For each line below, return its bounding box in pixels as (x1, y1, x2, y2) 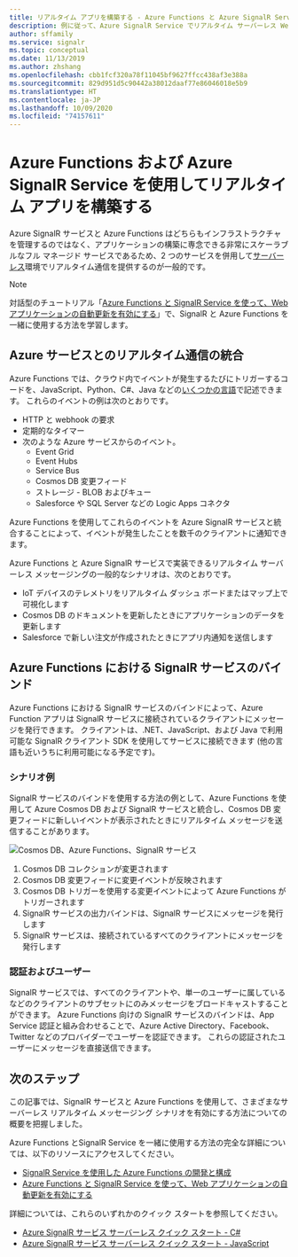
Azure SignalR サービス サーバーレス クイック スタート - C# (21, 1227, 241, 1237)
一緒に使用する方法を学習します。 (9, 320, 133, 331)
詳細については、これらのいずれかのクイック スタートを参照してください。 (9, 1208, 283, 1219)
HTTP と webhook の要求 (21, 414, 115, 425)
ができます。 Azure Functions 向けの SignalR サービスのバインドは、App (9, 1010, 275, 1020)
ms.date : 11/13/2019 (9, 54, 86, 63)
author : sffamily (9, 29, 74, 38)
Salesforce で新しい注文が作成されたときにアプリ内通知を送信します (21, 631, 273, 643)
